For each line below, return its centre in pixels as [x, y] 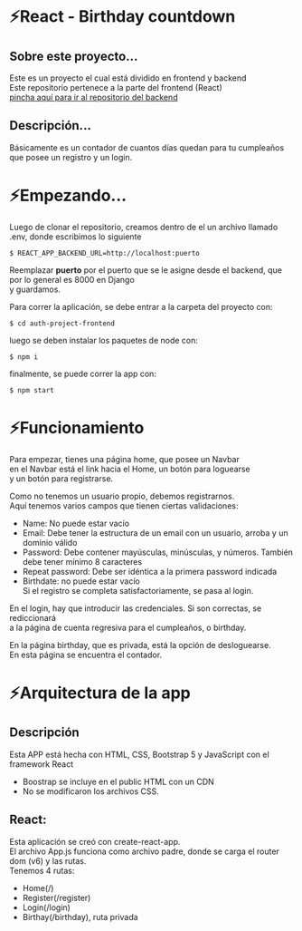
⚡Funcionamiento [77, 427]
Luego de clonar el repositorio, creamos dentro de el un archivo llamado [144, 227]
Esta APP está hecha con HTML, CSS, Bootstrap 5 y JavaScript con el [139, 754]
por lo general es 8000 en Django [72, 279]
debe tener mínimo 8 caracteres [82, 561]
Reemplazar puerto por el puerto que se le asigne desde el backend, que [146, 270]
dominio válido [50, 542]
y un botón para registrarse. [61, 478]
